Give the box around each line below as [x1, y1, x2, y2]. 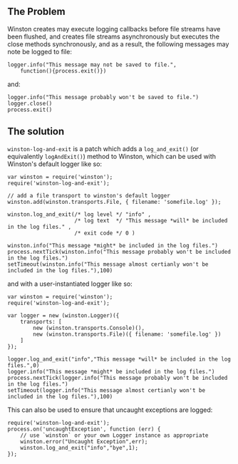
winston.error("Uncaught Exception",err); [20, 438, 148, 445]
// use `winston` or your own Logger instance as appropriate [20, 431, 209, 439]
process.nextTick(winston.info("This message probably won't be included [7, 248, 232, 255]
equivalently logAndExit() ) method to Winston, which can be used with [7, 152, 216, 160]
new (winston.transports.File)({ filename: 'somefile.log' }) [33, 331, 222, 338]
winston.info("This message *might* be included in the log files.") [7, 242, 219, 249]
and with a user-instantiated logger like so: [7, 279, 133, 288]
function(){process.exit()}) [20, 67, 107, 74]
